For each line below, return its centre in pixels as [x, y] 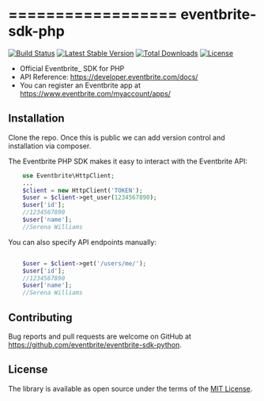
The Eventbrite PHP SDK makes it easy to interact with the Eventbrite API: [128, 161]
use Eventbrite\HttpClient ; [68, 175]
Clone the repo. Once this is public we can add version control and [117, 137]
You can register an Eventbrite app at [80, 85]
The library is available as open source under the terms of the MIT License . [130, 388]
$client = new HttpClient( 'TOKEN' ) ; [83, 190]
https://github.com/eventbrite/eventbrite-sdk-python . [95, 344]
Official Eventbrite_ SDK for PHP [72, 68]
